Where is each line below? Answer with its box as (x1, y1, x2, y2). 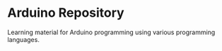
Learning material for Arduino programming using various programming (7, 28, 216, 36)
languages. (7, 35, 40, 43)
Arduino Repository (7, 5, 125, 21)
